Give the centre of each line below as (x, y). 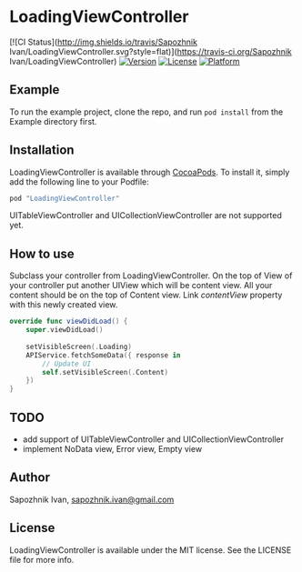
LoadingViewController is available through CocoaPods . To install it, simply (150, 172)
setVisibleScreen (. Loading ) (79, 346)
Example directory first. (53, 121)
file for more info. (42, 559)
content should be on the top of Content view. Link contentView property (146, 295)
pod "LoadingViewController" (65, 198)
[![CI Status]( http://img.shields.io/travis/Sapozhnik (104, 42)
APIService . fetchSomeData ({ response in (103, 355)
